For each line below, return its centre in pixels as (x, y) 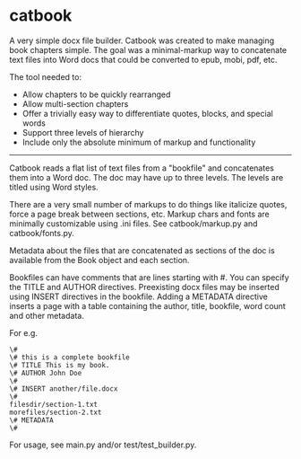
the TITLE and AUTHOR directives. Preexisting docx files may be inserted (144, 287)
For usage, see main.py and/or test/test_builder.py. (103, 445)
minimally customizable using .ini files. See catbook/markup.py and (133, 223)
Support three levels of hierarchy (83, 132)
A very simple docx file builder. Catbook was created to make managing (142, 40)
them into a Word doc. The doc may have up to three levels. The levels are (146, 177)
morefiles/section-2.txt (56, 412)
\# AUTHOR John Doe (46, 373)
